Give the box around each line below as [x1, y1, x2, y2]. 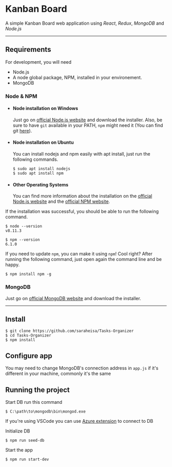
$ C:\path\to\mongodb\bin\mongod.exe [5, 409, 86, 414]
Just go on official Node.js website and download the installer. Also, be [12, 117, 163, 123]
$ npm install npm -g [5, 272, 52, 277]
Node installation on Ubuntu [12, 139, 74, 145]
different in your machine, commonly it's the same [5, 370, 111, 377]
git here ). [12, 127, 32, 134]
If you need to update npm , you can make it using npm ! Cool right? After [5, 251, 153, 257]
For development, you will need [5, 59, 72, 65]
